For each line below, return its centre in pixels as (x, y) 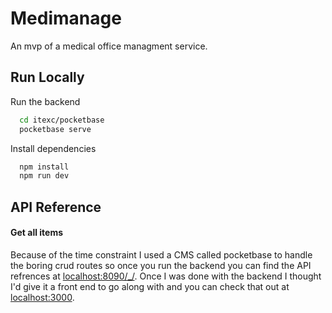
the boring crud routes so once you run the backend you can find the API (161, 265)
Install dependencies (53, 148)
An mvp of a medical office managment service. (109, 46)
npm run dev (44, 176)
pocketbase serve (55, 129)
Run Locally (47, 77)
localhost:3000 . (42, 297)
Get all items (37, 233)
